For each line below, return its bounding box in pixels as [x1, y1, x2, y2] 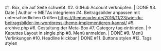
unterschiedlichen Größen [5, 15, 57, 20]
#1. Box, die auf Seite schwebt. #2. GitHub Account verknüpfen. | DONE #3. [5, 5, 157, 10]
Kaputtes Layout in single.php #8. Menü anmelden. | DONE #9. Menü [5, 30, 143, 36]
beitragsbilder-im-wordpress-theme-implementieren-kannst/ [5, 20, 127, 25]
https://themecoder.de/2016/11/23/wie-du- [58, 15, 143, 20]
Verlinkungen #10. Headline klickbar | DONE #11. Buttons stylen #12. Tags [5, 35, 152, 41]
